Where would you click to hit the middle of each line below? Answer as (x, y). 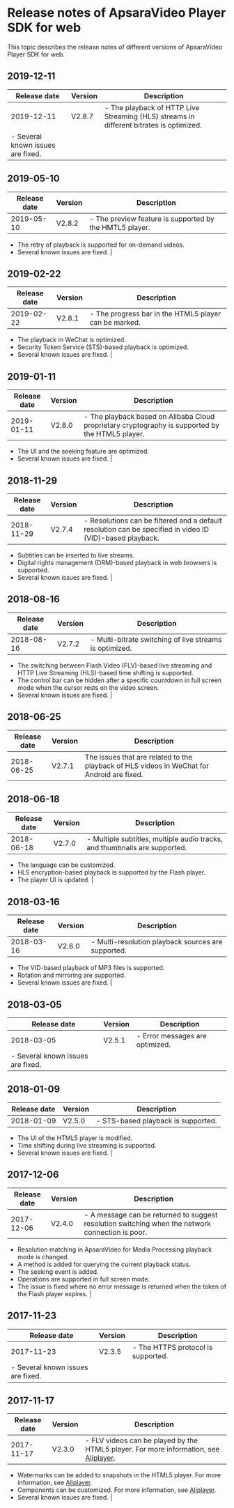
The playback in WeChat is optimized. (72, 340)
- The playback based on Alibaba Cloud (149, 417)
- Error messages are (171, 1036)
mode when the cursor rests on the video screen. (88, 687)
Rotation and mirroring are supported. (71, 975)
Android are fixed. (114, 774)
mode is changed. (43, 1256)
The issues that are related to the (139, 757)
